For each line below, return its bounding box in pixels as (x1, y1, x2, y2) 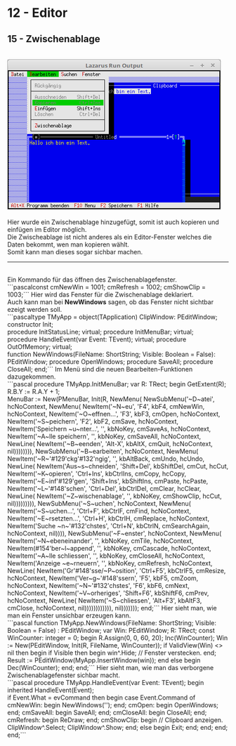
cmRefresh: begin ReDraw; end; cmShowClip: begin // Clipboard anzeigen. (7, 716, 223, 724)
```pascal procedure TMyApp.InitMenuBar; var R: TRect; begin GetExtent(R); (7, 380, 227, 388)
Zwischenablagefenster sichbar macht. (7, 671, 121, 679)
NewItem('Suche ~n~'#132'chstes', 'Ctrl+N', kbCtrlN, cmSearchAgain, (7, 522, 210, 530)
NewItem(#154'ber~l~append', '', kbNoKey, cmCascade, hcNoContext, (7, 544, 212, 552)
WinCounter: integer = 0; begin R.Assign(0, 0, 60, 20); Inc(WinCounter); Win (7, 634, 228, 642)
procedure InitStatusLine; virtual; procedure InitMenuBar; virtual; (7, 328, 194, 336)
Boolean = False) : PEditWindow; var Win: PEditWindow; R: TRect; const (7, 627, 216, 634)
